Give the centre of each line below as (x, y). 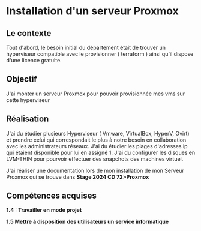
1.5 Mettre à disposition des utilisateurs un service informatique (88, 222)
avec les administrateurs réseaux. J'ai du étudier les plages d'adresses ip (97, 146)
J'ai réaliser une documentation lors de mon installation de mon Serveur (95, 170)
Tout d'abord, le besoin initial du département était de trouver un (86, 47)
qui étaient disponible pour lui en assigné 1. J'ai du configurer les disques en (101, 152)
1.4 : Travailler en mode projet (44, 210)
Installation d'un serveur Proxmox (92, 11)
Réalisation (28, 119)
